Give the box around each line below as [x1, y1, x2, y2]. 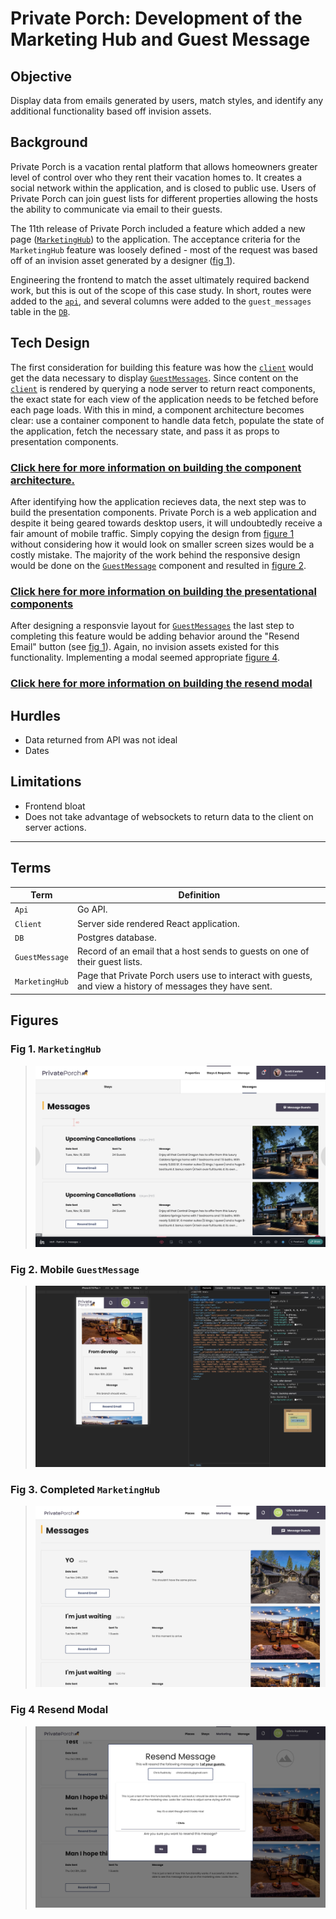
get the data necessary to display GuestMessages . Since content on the [10, 372, 299, 384]
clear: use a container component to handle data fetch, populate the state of [10, 414, 325, 426]
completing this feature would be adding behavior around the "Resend [10, 630, 300, 642]
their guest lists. [76, 956, 143, 968]
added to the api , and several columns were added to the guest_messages [10, 295, 312, 307]
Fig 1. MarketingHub [10, 1042, 102, 1056]
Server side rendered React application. [76, 917, 240, 929]
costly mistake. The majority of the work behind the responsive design [10, 548, 301, 561]
